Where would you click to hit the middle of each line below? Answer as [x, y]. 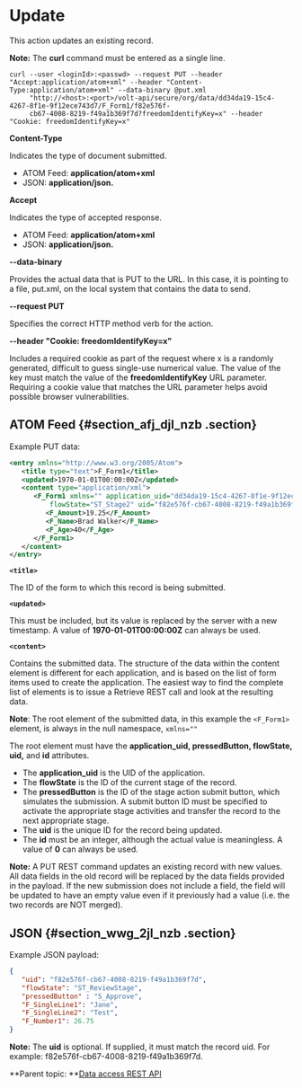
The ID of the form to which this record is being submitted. [118, 588]
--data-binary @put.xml [162, 90]
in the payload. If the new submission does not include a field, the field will [147, 886]
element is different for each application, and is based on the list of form [143, 673]
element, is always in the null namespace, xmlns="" [103, 729]
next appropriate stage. [66, 821]
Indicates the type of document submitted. [88, 155]
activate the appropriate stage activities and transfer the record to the [151, 811]
